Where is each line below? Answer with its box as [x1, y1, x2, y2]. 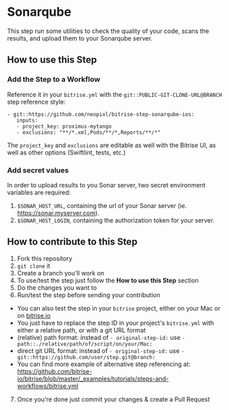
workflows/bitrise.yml [16, 382, 79, 390]
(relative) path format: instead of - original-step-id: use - [16, 333, 186, 341]
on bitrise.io [16, 311, 51, 319]
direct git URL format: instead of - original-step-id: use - [16, 346, 185, 354]
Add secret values [7, 166, 69, 175]
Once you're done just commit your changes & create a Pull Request [16, 395, 210, 403]
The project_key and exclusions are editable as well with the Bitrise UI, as [7, 141, 216, 149]
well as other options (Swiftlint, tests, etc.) [7, 148, 126, 157]
